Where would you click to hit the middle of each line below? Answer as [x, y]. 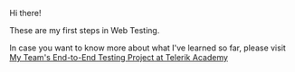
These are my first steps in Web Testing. [85, 30]
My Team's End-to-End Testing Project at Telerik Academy [119, 57]
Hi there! [25, 13]
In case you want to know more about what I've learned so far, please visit [148, 48]
